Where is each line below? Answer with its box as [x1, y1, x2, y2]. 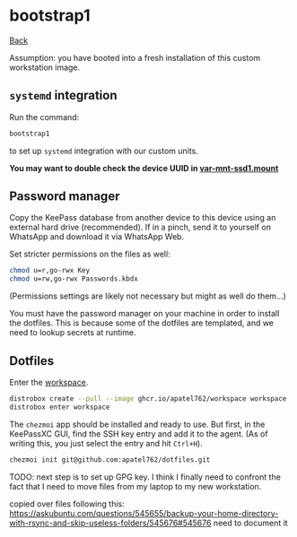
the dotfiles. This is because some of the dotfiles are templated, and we [9, 317, 275, 328]
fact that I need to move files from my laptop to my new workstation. [9, 481, 262, 491]
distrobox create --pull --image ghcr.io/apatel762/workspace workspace [9, 394, 287, 403]
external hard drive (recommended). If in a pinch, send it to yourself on [9, 221, 272, 233]
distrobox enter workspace [9, 403, 110, 411]
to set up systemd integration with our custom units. [9, 145, 199, 156]
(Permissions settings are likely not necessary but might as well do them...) [9, 290, 287, 301]
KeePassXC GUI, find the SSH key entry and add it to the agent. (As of [9, 428, 268, 439]
